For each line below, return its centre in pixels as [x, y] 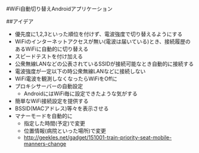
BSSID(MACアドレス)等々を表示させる [62, 108]
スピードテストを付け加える [49, 56]
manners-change [45, 144]
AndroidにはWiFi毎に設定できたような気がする [81, 93]
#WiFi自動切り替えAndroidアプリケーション [60, 9]
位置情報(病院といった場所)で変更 [65, 131]
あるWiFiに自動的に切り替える [52, 49]
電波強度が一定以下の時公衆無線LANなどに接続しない [80, 71]
